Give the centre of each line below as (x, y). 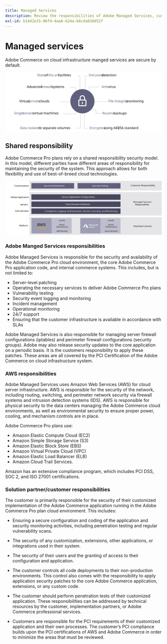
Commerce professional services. (47, 612)
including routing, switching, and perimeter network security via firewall (79, 395)
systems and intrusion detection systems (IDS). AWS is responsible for (77, 400)
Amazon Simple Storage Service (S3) (50, 440)
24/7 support (26, 314)
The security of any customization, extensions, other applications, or (83, 541)
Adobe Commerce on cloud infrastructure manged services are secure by (81, 60)
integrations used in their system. (46, 546)
